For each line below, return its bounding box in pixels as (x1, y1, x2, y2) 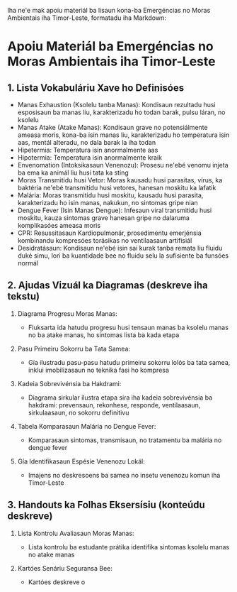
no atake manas (28, 550, 75, 559)
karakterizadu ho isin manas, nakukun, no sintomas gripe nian (17, 199, 198, 207)
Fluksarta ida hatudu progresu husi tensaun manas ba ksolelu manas (28, 323, 229, 331)
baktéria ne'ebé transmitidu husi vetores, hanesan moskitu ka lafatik (17, 184, 216, 192)
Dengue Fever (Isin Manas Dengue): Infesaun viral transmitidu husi (17, 206, 212, 214)
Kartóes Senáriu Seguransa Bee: (17, 564, 113, 572)
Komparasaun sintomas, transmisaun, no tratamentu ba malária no (28, 436, 222, 444)
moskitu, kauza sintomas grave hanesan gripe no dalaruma (17, 214, 190, 222)
